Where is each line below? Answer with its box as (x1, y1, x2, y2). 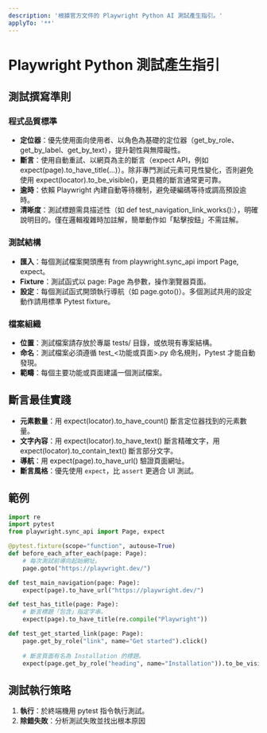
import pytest (8, 520, 56, 528)
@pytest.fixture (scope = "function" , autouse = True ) (8, 543, 176, 551)
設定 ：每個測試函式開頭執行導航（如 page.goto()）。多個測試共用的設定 (19, 286, 253, 296)
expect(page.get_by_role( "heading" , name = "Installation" (22, 659, 215, 668)
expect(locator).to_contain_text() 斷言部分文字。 (19, 445, 178, 455)
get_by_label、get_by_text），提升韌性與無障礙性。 (19, 145, 185, 155)
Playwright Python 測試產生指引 (8, 56, 220, 74)
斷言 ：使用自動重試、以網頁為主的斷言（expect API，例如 (19, 155, 209, 165)
